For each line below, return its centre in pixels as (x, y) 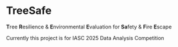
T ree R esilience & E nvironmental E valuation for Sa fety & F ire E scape (89, 27)
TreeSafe (29, 11)
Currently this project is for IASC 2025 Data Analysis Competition (85, 38)
